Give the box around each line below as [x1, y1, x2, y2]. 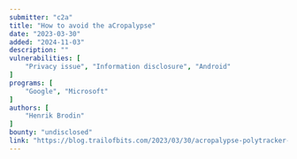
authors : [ [9, 103, 49, 112]
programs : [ [9, 79, 53, 87]
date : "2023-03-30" [9, 29, 81, 38]
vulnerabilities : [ [9, 54, 81, 63]
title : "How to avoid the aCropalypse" [9, 21, 156, 30]
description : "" [9, 46, 69, 55]
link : [9, 136, 29, 145]
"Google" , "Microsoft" [25, 87, 109, 95]
